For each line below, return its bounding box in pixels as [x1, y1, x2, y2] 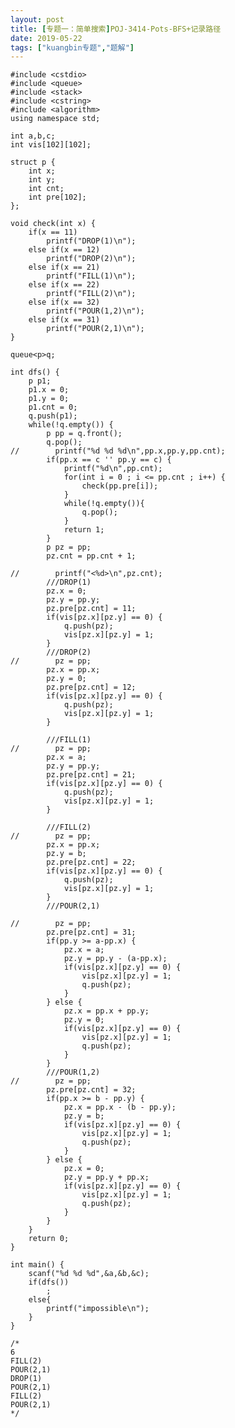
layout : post [10, 14, 65, 25]
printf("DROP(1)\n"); [46, 236, 137, 246]
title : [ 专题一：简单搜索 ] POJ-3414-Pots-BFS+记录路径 [10, 24, 222, 34]
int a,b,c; [10, 131, 56, 141]
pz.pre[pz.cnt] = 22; [46, 857, 137, 868]
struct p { [10, 157, 56, 168]
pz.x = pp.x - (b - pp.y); [63, 1102, 177, 1113]
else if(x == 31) [28, 315, 101, 325]
